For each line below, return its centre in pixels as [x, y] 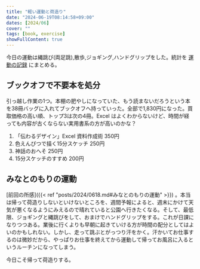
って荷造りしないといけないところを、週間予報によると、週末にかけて [103, 202]
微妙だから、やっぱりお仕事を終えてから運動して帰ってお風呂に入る [105, 239]
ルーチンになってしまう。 [48, 247]
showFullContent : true [34, 39]
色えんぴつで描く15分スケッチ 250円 [60, 143]
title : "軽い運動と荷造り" [36, 12]
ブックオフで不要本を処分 [53, 85]
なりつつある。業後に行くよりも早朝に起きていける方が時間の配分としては [98, 224]
